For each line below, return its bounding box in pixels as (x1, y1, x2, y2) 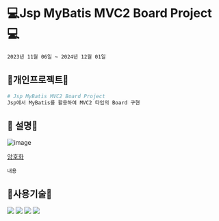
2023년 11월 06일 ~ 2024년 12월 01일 (7, 53, 106, 60)
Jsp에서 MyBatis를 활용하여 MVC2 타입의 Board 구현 (7, 99, 140, 106)
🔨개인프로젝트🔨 (7, 74, 69, 86)
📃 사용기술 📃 (7, 188, 53, 200)
